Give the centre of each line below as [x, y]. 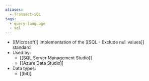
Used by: [22, 53]
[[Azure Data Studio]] [41, 63]
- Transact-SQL [25, 14]
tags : [11, 19]
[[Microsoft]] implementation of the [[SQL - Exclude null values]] [78, 42]
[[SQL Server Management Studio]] [56, 58]
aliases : [14, 10]
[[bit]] [26, 74]
